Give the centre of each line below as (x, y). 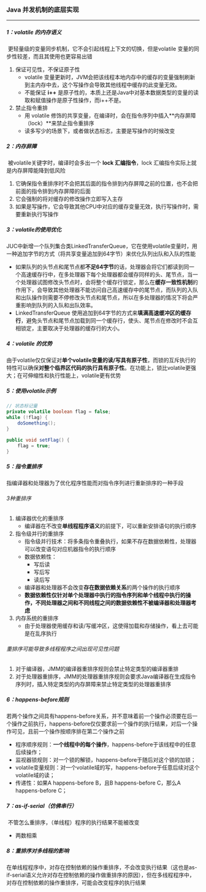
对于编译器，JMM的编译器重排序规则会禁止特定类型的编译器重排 (97, 669)
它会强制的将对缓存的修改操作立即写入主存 (69, 199)
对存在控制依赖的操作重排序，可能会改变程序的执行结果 (76, 883)
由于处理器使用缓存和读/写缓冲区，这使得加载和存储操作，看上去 (106, 626)
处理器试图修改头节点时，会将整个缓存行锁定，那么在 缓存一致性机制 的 (109, 282)
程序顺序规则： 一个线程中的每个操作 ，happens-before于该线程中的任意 (105, 745)
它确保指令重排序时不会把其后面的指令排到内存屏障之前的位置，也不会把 (106, 184)
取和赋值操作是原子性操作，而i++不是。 (74, 100)
